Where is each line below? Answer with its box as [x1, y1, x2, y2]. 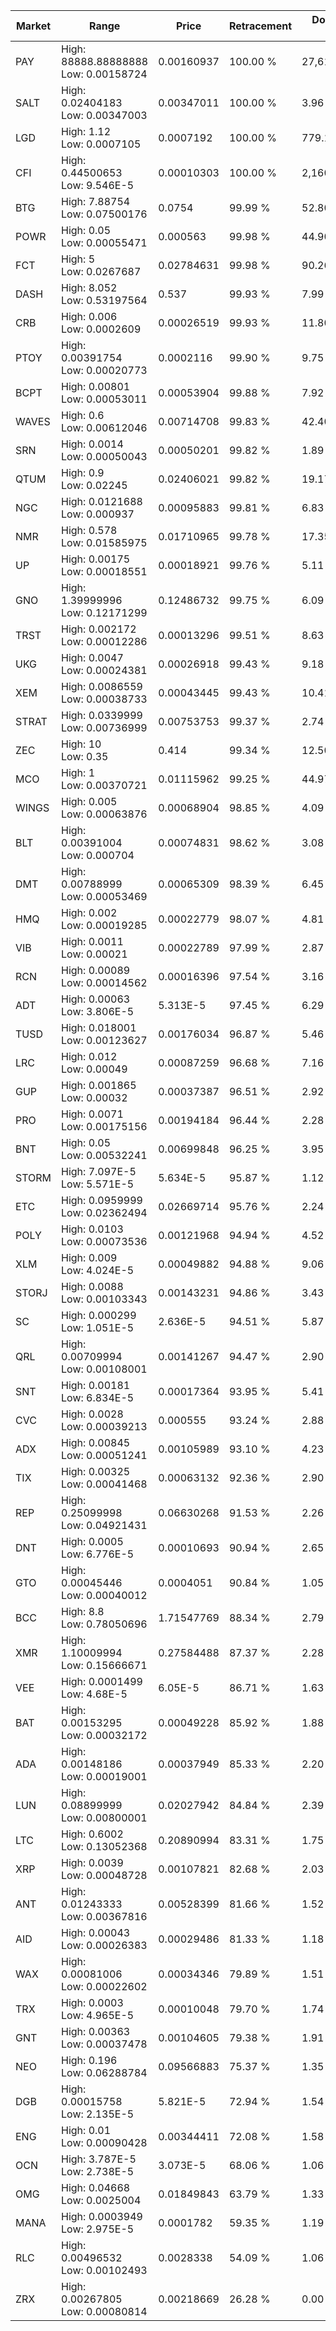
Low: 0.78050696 [61, 1617, 148, 1631]
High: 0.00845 [61, 1436, 131, 1449]
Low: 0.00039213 [61, 1420, 148, 1433]
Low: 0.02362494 [61, 1206, 148, 1219]
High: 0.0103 [61, 1222, 124, 1236]
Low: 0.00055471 [61, 236, 148, 249]
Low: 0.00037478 [61, 2037, 148, 2051]
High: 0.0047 [61, 651, 124, 664]
